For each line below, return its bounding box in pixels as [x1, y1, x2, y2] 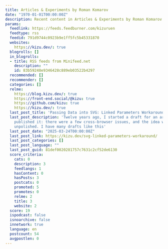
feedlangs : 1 [14, 166, 41, 171]
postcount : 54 [9, 231, 39, 236]
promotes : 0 [14, 189, 39, 194]
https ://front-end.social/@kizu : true [14, 96, 95, 101]
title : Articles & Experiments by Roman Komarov [5, 7, 108, 13]
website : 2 [14, 203, 37, 208]
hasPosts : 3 [14, 175, 39, 181]
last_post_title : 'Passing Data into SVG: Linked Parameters [9, 110, 140, 115]
